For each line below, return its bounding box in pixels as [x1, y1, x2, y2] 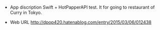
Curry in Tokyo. [10, 9, 42, 15]
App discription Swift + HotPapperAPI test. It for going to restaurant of [10, 4, 155, 10]
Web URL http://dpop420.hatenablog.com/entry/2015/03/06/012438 [10, 19, 152, 25]
